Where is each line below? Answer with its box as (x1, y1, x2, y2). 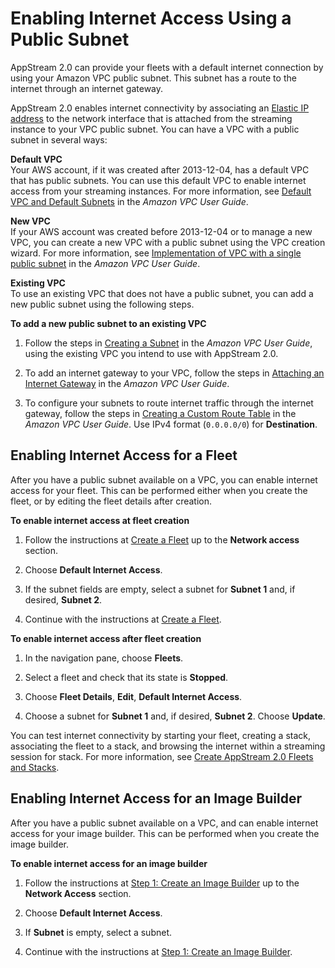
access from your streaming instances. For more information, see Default (10, 185, 312, 197)
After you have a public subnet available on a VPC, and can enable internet (10, 817, 319, 829)
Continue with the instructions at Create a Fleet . (24, 613, 222, 625)
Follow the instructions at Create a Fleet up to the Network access (24, 533, 300, 546)
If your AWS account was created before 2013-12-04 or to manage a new (10, 225, 313, 237)
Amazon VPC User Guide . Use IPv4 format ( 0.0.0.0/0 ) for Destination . (24, 418, 318, 430)
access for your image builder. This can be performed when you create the (10, 827, 320, 839)
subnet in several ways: (10, 133, 108, 146)
